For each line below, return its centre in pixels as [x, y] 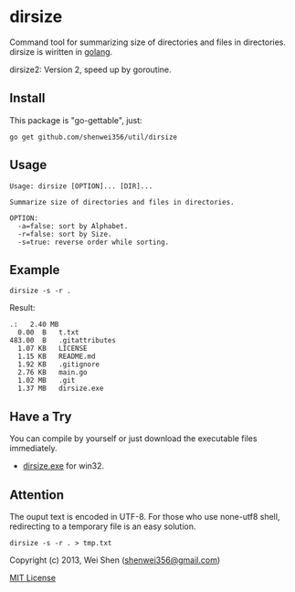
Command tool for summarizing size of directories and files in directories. [147, 42]
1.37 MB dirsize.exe [61, 389]
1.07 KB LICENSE [53, 349]
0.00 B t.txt [48, 333]
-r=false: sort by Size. [65, 234]
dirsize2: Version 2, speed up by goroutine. [90, 69]
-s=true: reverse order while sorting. [94, 242]
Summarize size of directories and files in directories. [122, 202]
